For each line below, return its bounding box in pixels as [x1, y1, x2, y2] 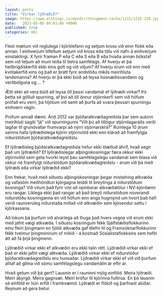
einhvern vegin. [5, 104, 36, 110]
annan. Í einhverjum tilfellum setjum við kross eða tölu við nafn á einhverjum [5, 48, 157, 54]
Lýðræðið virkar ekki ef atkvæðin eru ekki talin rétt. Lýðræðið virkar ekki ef [5, 245, 153, 251]
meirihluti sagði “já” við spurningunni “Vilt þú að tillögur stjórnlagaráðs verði [5, 119, 156, 125]
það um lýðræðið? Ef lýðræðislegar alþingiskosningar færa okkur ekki [5, 149, 143, 155]
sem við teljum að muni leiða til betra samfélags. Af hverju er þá [5, 59, 132, 64]
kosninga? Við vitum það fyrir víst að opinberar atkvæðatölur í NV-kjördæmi [5, 185, 156, 190]
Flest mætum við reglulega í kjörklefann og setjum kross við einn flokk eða [5, 43, 154, 49]
